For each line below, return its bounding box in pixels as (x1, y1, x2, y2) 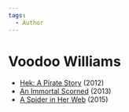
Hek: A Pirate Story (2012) (19, 78, 105, 88)
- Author (15, 19, 44, 27)
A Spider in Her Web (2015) (19, 95, 109, 104)
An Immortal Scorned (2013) (19, 87, 112, 96)
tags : (8, 11, 26, 20)
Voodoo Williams (8, 52, 122, 70)
